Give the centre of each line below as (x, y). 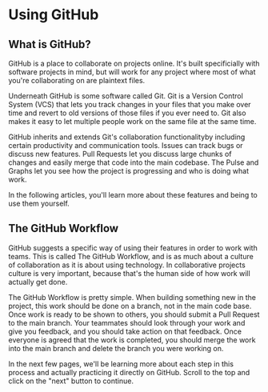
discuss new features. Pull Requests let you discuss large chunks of (120, 154)
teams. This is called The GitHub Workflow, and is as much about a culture (131, 256)
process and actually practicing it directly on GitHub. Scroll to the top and (129, 372)
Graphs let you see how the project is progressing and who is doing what (129, 171)
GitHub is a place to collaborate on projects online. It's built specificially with (134, 63)
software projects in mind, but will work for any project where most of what (132, 72)
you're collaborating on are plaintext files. (77, 80)
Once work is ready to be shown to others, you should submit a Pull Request (134, 314)
